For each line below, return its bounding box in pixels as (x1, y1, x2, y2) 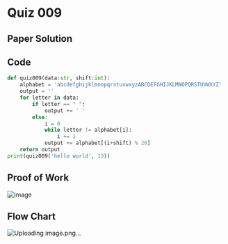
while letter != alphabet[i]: (44, 127, 132, 134)
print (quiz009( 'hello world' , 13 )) (7, 152, 111, 160)
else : (32, 114, 49, 121)
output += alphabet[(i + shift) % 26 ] (44, 139, 151, 147)
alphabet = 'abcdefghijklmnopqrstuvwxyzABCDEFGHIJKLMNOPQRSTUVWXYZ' (19, 82, 222, 89)
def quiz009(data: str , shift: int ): (7, 75, 111, 82)
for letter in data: (19, 94, 79, 102)
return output (19, 146, 60, 153)
